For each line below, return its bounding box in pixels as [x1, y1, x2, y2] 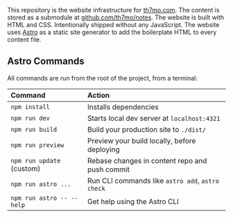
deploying [87, 144, 120, 154]
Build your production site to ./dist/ [87, 124, 207, 134]
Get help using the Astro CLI [87, 196, 179, 206]
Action [87, 90, 110, 100]
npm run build [10, 125, 58, 133]
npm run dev [10, 114, 51, 122]
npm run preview [10, 141, 64, 149]
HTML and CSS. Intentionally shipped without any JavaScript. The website [7, 21, 220, 28]
